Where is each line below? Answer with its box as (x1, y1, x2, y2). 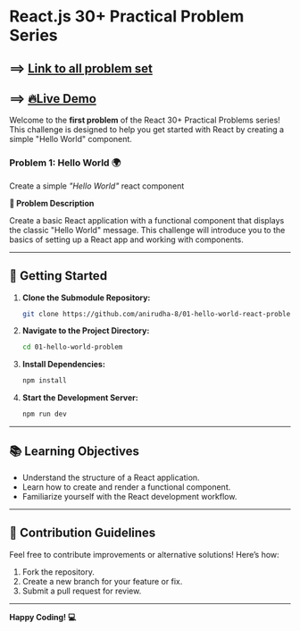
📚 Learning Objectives (9, 444, 140, 459)
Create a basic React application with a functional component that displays (9, 215, 285, 225)
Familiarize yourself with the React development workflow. (21, 491, 237, 501)
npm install (21, 376, 67, 385)
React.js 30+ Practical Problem (9, 6, 245, 27)
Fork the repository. (21, 566, 96, 577)
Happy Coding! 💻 (9, 611, 77, 622)
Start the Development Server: (21, 392, 138, 403)
